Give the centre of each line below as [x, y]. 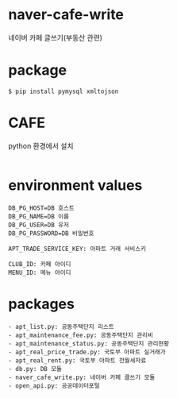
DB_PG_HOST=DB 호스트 [42, 208]
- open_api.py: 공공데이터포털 [54, 386]
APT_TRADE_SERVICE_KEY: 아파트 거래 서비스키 [77, 249]
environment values [75, 185]
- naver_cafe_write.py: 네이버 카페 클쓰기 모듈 [82, 377]
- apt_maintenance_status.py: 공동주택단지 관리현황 [89, 343]
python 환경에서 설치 [41, 145]
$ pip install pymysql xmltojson [63, 91]
